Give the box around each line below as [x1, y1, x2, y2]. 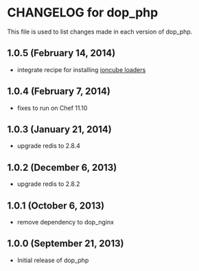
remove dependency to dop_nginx [16, 218, 115, 226]
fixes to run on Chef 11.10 [16, 104, 88, 112]
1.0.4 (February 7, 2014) [7, 86, 111, 97]
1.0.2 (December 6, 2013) [7, 161, 117, 173]
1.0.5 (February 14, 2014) [7, 47, 116, 59]
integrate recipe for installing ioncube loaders [16, 65, 146, 73]
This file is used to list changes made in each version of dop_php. [7, 27, 193, 36]
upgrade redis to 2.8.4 [16, 142, 80, 150]
